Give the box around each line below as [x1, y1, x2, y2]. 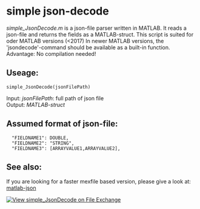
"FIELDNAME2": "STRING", [12, 140, 75, 146]
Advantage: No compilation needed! [6, 50, 96, 57]
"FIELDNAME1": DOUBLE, [12, 135, 69, 141]
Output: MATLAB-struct [6, 101, 65, 108]
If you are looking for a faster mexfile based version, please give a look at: [6, 178, 191, 185]
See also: [6, 162, 42, 172]
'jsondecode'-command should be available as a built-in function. [6, 44, 171, 51]
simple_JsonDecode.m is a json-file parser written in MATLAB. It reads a [6, 24, 187, 32]
